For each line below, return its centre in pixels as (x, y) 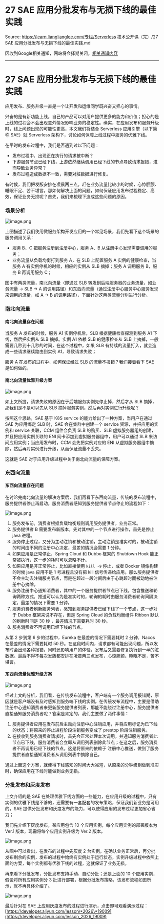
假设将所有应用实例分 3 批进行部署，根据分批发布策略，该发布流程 (72, 880)
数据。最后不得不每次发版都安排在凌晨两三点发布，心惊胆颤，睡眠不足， (78, 656)
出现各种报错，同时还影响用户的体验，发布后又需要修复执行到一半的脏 (88, 649)
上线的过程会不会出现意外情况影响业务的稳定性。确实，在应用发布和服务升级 (82, 122)
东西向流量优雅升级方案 (29, 674)
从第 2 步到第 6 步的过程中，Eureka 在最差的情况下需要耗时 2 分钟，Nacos (80, 637)
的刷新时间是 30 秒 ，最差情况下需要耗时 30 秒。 (61, 621)
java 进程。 (23, 535)
